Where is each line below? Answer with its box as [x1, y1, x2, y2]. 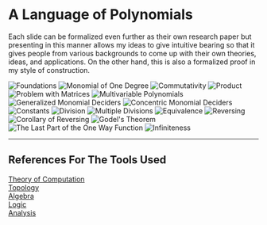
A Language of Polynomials [8, 6, 193, 24]
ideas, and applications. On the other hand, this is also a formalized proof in [8, 57, 256, 67]
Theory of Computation [8, 174, 85, 184]
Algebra [8, 191, 34, 200]
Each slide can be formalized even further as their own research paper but [8, 32, 252, 41]
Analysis [8, 208, 37, 217]
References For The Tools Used [8, 153, 167, 167]
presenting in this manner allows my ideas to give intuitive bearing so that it [8, 40, 255, 49]
